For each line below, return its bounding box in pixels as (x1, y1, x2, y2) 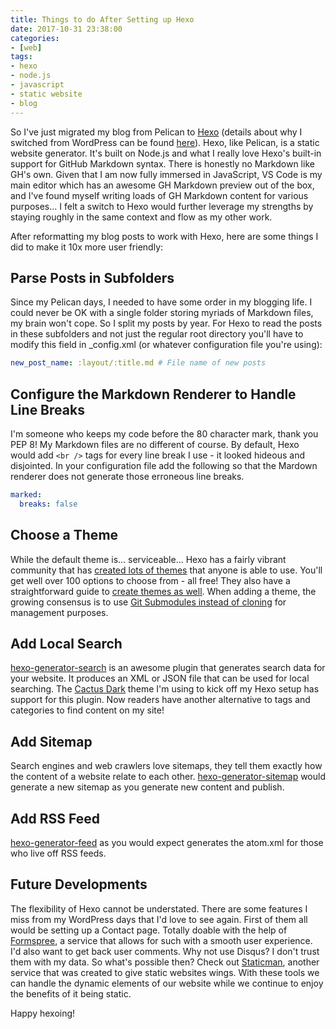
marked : (10, 490, 43, 500)
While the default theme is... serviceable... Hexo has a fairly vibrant (10, 553, 287, 565)
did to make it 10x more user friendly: (10, 241, 164, 253)
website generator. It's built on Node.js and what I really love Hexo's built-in (10, 147, 322, 159)
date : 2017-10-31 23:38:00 (10, 24, 123, 34)
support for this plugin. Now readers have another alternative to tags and (10, 694, 311, 706)
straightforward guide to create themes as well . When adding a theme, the (10, 585, 317, 597)
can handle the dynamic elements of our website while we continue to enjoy (10, 977, 324, 989)
